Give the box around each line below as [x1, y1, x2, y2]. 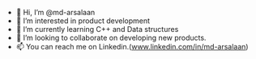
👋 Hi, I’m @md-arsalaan [15, 8, 96, 17]
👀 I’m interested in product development [15, 16, 151, 26]
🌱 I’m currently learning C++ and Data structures [15, 25, 179, 33]
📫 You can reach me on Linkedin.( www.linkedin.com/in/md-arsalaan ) [15, 42, 249, 51]
